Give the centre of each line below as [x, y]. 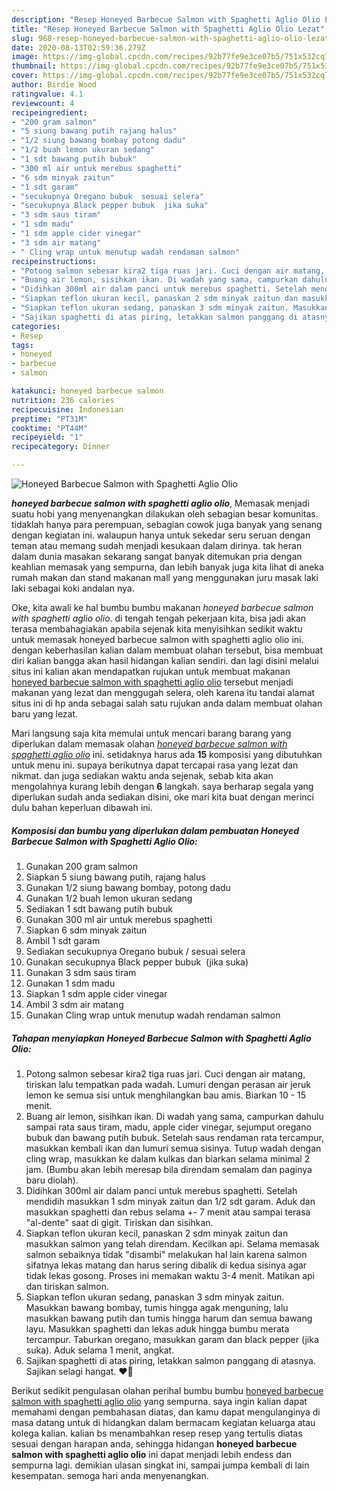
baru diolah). [52, 1180]
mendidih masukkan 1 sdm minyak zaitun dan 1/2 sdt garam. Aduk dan [170, 1201]
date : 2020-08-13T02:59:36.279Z [78, 47]
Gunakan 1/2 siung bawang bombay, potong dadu [128, 887]
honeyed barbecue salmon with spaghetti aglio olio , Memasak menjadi [160, 503]
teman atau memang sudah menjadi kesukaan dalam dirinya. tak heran [157, 545]
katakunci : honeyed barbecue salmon [87, 391]
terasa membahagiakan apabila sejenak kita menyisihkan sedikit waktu [157, 629]
